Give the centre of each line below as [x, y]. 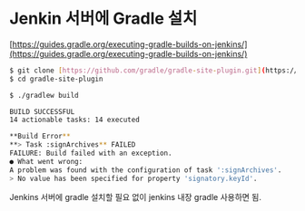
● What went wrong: [46, 161]
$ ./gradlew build [44, 95]
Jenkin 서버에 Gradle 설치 [103, 19]
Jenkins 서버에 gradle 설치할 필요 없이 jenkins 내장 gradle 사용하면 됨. [135, 197]
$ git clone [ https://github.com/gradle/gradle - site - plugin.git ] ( [138, 70]
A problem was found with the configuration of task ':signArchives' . [146, 170]
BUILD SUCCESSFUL [42, 111]
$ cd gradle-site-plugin [56, 79]
